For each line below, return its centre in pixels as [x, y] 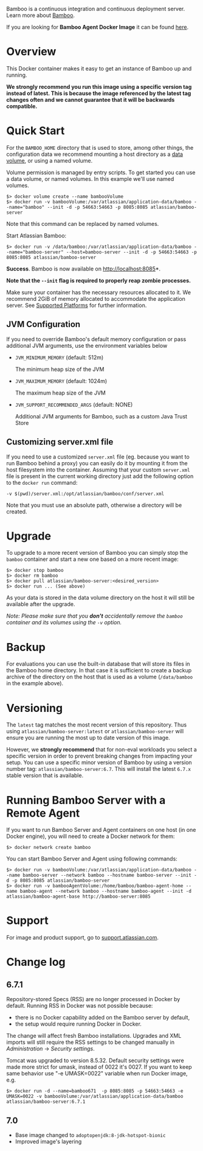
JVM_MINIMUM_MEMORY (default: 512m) [59, 357]
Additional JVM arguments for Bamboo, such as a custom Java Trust [101, 416]
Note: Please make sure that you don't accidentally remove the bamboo [95, 616]
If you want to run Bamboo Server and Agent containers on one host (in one [101, 830]
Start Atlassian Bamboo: [36, 235]
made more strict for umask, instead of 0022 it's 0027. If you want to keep [99, 1067]
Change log [36, 962]
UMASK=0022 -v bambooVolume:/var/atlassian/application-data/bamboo [95, 1096]
